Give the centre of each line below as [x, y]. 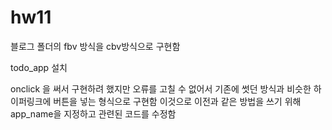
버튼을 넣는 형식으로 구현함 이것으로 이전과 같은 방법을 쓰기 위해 [177, 101]
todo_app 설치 [39, 67]
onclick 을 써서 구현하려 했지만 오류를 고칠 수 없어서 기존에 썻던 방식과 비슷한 [161, 88]
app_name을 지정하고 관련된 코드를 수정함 [93, 113]
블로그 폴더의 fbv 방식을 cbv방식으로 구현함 [95, 46]
